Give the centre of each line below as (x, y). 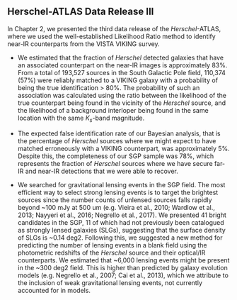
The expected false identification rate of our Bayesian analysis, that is (119, 133)
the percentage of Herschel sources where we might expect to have (117, 140)
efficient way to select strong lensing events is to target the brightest (118, 192)
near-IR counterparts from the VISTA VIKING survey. (84, 44)
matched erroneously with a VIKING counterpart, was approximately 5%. (123, 148)
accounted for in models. (54, 290)
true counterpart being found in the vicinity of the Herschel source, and (122, 103)
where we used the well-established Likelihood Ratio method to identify (111, 36)
